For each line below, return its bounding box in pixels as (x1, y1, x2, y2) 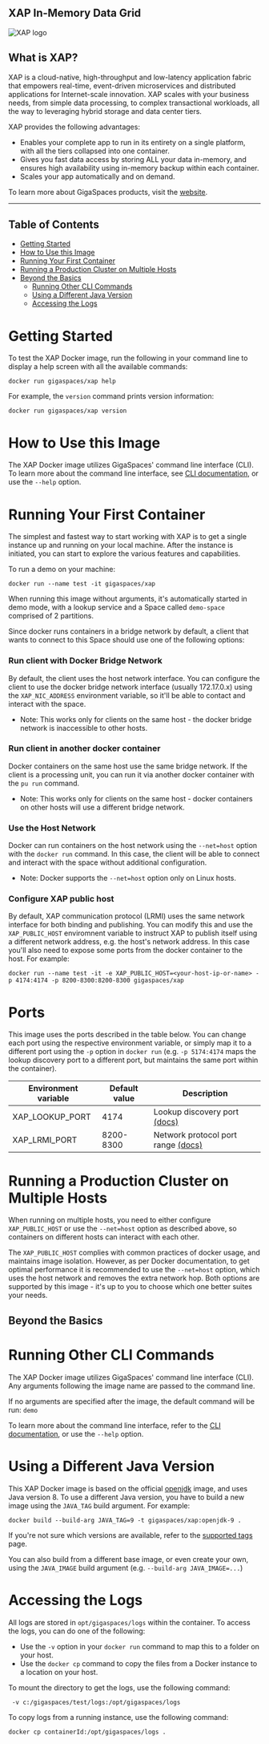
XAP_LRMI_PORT (12, 1134, 78, 1146)
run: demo (8, 1405, 38, 1414)
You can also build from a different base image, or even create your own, (8, 1554, 249, 1564)
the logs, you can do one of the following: (8, 1626, 146, 1636)
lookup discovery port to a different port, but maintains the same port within (8, 1055, 259, 1065)
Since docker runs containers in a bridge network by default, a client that (8, 627, 250, 636)
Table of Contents (8, 218, 100, 232)
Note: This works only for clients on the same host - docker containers (19, 793, 254, 803)
